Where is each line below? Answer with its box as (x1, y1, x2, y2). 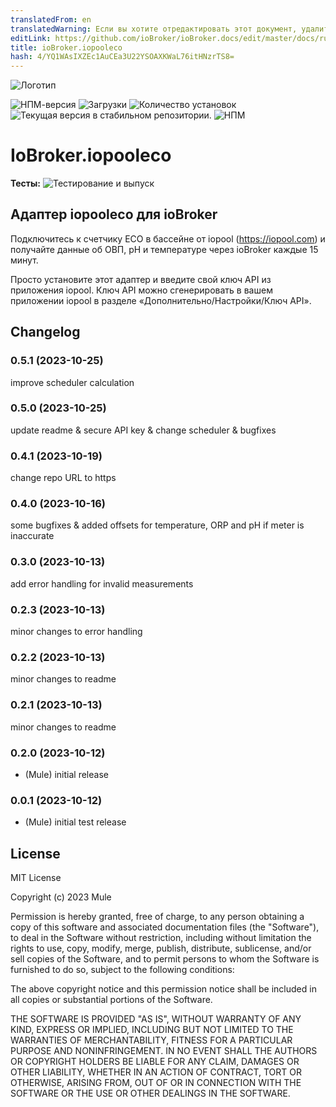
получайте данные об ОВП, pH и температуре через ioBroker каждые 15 (10, 243, 319, 255)
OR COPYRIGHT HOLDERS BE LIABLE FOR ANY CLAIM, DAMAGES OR (10, 1056, 300, 1068)
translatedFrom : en (10, 14, 92, 25)
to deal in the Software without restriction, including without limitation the (10, 932, 312, 944)
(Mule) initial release (24, 768, 109, 780)
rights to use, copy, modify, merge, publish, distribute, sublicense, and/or (10, 942, 312, 955)
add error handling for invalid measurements (10, 577, 194, 590)
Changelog (10, 324, 81, 341)
